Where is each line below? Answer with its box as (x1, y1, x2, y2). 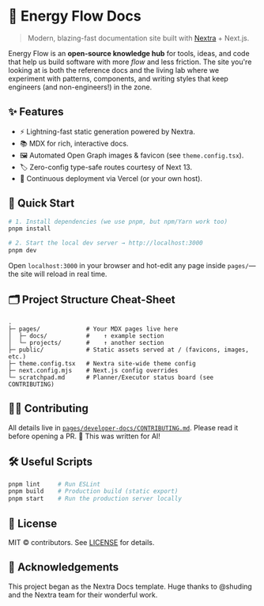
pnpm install (8, 225, 51, 233)
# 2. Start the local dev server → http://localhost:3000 (8, 239, 203, 248)
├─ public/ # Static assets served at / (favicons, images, (8, 346, 249, 354)
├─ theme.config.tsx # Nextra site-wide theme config (8, 359, 196, 367)
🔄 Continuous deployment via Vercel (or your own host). (19, 173, 203, 183)
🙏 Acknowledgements (8, 561, 119, 574)
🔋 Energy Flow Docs (8, 7, 141, 25)
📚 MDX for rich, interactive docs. (19, 138, 129, 148)
